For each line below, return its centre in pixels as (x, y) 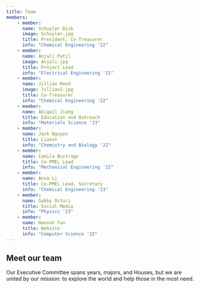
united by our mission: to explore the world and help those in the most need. (100, 279)
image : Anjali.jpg (45, 62)
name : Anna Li (40, 179)
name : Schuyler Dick (48, 28)
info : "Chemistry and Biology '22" (66, 145)
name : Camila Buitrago (50, 156)
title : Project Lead (48, 67)
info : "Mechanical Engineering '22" (68, 167)
